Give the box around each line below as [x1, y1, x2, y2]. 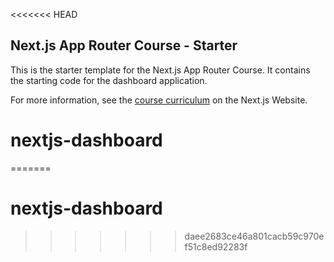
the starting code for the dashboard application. [10, 74, 208, 86]
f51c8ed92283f [184, 240, 248, 253]
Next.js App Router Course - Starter [10, 37, 238, 54]
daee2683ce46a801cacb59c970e [184, 230, 325, 242]
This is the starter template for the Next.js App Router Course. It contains [10, 64, 311, 76]
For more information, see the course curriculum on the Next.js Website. [10, 94, 308, 106]
